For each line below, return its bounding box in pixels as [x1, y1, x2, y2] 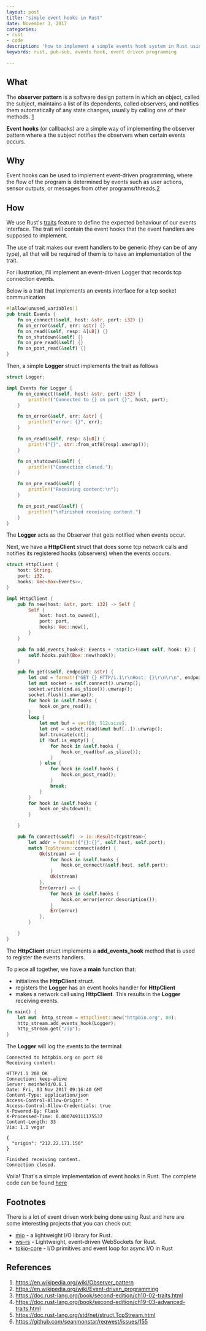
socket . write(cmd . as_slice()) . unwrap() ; [28, 686, 133, 692]
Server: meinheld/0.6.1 [6, 1081, 67, 1087]
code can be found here [6, 1179, 67, 1187]
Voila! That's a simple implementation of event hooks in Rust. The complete [6, 1173, 197, 1180]
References [6, 1262, 51, 1273]
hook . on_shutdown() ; [39, 806, 92, 812]
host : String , [17, 567, 53, 573]
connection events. [6, 275, 55, 283]
